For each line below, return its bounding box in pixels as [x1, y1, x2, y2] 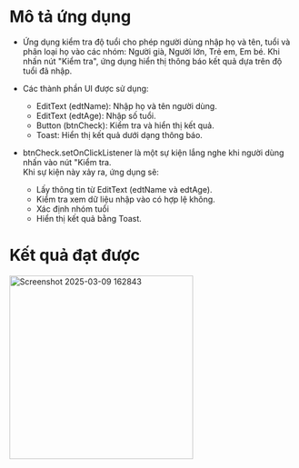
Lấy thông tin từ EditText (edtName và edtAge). [35, 184, 213, 194]
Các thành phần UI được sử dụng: [22, 83, 149, 94]
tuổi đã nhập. [22, 65, 73, 76]
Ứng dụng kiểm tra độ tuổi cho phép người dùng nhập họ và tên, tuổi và [22, 36, 291, 47]
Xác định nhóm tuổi [35, 203, 109, 214]
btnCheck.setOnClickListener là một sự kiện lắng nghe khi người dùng [22, 147, 284, 158]
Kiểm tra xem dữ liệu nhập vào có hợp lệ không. [35, 194, 215, 204]
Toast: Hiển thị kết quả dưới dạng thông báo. [35, 129, 203, 140]
